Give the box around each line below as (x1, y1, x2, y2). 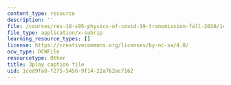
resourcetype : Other (7, 55, 67, 62)
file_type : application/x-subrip (7, 29, 103, 36)
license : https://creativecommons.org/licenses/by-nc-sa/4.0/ (7, 42, 189, 49)
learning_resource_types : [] (7, 36, 91, 42)
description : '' (7, 16, 54, 23)
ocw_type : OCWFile (7, 49, 60, 56)
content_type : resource (7, 10, 76, 17)
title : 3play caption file (7, 61, 85, 68)
